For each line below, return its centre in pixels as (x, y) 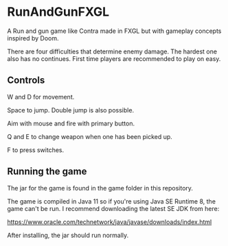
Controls (26, 81)
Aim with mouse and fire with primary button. (71, 123)
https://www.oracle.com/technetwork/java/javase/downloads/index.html (110, 222)
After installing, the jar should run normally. (68, 235)
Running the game (47, 172)
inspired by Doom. (33, 38)
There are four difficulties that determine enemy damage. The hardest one (112, 51)
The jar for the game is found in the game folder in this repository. (100, 188)
